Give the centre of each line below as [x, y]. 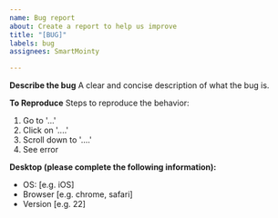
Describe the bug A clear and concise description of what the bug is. [139, 85]
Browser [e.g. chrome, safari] [78, 194]
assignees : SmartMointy [55, 52]
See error [41, 150]
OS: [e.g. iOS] [48, 185]
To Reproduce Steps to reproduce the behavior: [99, 103]
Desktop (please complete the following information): [113, 167]
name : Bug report [42, 18]
